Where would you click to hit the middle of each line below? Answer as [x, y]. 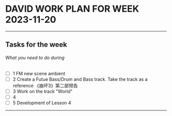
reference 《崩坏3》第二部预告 [45, 85]
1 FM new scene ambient [39, 73]
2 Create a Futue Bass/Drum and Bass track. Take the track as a [80, 79]
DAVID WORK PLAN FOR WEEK [72, 9]
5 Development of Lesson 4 [42, 103]
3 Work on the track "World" [42, 91]
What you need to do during [35, 57]
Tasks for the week [36, 45]
